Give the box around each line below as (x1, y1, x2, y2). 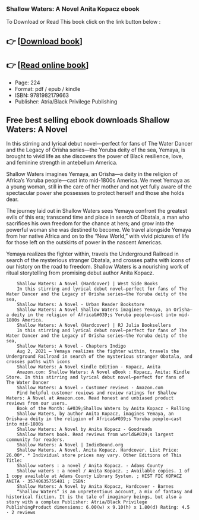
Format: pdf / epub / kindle (14, 85, 81, 92)
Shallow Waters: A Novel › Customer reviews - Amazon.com (17, 385, 163, 391)
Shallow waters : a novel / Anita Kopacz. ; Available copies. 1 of (17, 468, 190, 474)
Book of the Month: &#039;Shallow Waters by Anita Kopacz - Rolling (17, 406, 190, 412)
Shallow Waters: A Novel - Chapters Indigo (17, 343, 127, 349)
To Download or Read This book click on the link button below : (6, 18, 161, 26)
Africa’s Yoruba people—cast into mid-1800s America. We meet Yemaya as (6, 177, 190, 184)
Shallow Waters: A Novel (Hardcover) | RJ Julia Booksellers (17, 323, 171, 329)
